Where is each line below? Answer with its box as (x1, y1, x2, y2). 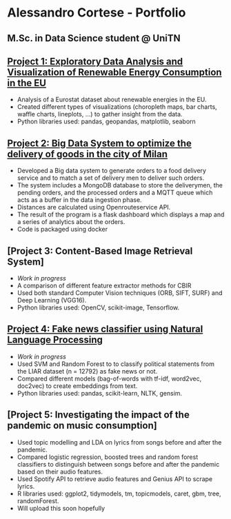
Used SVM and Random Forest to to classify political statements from (17, 360, 215, 368)
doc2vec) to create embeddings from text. (17, 381, 138, 390)
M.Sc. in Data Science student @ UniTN (7, 32, 181, 44)
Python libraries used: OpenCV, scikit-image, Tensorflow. (17, 303, 180, 312)
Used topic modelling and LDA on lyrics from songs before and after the (17, 438, 222, 446)
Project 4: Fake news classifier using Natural (7, 323, 203, 335)
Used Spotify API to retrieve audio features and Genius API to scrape (17, 474, 213, 483)
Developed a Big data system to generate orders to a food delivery (17, 167, 207, 175)
